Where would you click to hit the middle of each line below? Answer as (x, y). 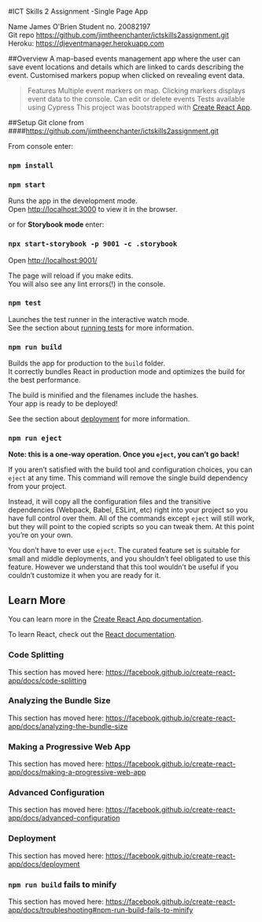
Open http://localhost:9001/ (53, 260)
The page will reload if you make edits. (71, 276)
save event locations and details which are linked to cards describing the (126, 67)
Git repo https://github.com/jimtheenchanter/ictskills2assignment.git (119, 35)
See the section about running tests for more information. (101, 328)
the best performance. (44, 380)
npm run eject (35, 439)
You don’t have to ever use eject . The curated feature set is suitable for (124, 550)
